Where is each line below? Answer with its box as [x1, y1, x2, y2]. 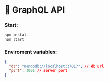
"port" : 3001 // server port [9, 68, 68, 73]
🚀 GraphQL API [4, 4, 65, 15]
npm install [4, 32, 28, 38]
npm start [4, 37, 25, 42]
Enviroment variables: [4, 48, 57, 55]
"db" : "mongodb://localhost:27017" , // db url [9, 64, 104, 69]
